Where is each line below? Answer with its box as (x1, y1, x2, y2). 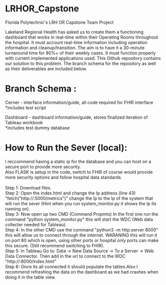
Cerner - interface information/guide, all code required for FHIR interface (5, 99, 153, 105)
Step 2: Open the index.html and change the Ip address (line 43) (5, 190, 136, 196)
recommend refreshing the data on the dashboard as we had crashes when (5, 269, 159, 275)
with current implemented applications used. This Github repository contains (5, 55, 161, 61)
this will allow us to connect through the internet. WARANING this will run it (5, 232, 157, 238)
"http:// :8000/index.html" (5, 258, 57, 264)
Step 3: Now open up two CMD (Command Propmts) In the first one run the (5, 211, 159, 217)
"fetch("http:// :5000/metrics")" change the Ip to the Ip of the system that (5, 195, 153, 201)
